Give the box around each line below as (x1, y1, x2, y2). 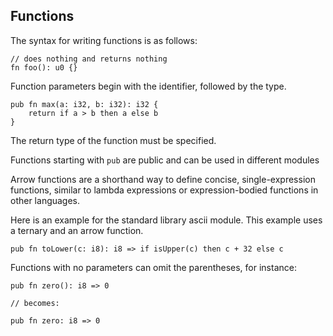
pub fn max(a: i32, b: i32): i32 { (10, 99, 159, 109)
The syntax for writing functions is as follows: (10, 34, 198, 46)
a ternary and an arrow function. (10, 224, 144, 236)
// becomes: (10, 298, 60, 308)
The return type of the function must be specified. (10, 134, 217, 146)
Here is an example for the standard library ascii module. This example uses (10, 214, 323, 226)
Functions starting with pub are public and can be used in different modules (10, 154, 320, 166)
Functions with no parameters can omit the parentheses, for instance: (10, 261, 297, 273)
